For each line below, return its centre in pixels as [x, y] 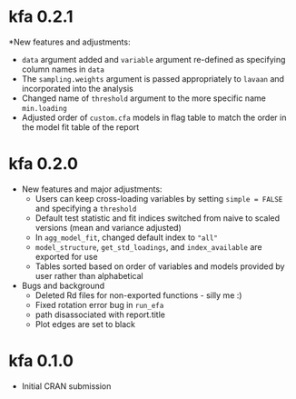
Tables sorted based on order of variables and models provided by [160, 266]
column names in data [63, 69]
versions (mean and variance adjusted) [109, 227]
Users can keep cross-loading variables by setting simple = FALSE [159, 198]
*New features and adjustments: [69, 42]
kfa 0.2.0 [44, 164]
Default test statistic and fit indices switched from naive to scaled [158, 218]
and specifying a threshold [86, 208]
